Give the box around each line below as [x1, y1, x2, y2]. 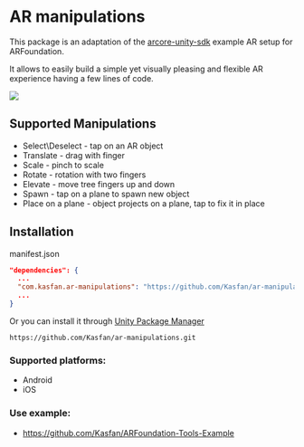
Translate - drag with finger [22, 149, 125, 160]
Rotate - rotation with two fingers [22, 169, 147, 180]
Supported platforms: [9, 354, 107, 366]
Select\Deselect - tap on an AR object [22, 140, 164, 151]
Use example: [9, 407, 71, 420]
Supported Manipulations [9, 116, 157, 132]
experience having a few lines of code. [9, 72, 154, 83]
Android [22, 375, 52, 385]
